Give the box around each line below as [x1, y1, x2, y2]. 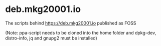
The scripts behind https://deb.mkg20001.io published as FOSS [5, 20, 136, 26]
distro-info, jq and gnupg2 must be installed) [5, 35, 98, 41]
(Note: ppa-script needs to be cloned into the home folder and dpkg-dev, [5, 29, 156, 35]
